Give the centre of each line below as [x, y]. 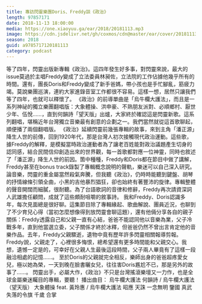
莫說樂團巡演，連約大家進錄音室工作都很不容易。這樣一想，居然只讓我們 [106, 92]
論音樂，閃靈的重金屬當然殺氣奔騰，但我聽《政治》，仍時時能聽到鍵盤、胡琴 [100, 174]
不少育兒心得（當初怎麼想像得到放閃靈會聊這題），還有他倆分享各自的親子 [102, 212]
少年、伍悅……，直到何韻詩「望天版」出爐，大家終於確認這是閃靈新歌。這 [98, 114]
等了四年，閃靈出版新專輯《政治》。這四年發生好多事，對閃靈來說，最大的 [97, 69]
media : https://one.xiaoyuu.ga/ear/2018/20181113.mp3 [75, 29]
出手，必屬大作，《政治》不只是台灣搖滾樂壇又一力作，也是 [115, 272]
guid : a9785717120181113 [37, 46]
